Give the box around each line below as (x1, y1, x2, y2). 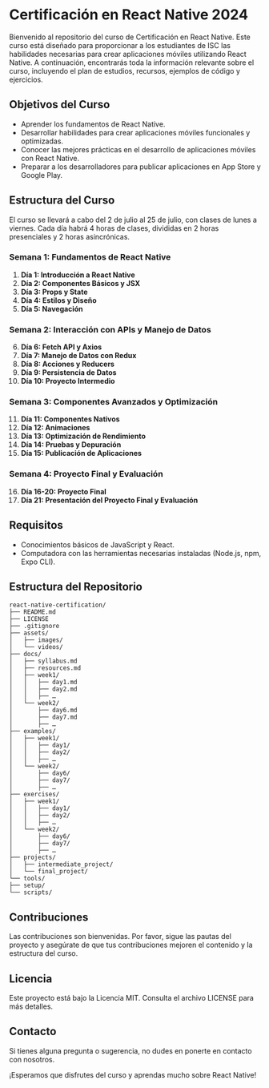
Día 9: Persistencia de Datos (20, 368, 117, 377)
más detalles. (9, 1001, 54, 1011)
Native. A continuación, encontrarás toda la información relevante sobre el (9, 58, 255, 67)
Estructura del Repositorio (9, 579, 143, 594)
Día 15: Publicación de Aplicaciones (20, 449, 143, 458)
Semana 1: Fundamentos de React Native (9, 252, 171, 263)
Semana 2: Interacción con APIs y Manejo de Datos (9, 324, 211, 335)
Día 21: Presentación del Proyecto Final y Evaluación (20, 495, 199, 505)
